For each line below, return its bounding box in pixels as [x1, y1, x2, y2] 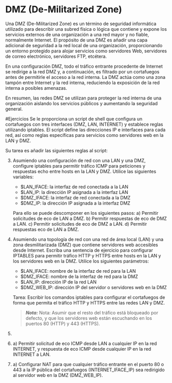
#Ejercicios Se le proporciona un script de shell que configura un [5, 115, 143, 122]
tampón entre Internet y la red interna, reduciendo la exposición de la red [5, 79, 160, 86]
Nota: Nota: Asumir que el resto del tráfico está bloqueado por [25, 309, 158, 316]
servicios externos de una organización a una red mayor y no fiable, [5, 31, 149, 37]
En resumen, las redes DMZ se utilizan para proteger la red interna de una [5, 95, 162, 101]
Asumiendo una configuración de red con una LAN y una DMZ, [12, 157, 146, 164]
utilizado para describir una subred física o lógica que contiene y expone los [5, 26, 167, 32]
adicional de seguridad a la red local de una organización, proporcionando [5, 42, 163, 48]
